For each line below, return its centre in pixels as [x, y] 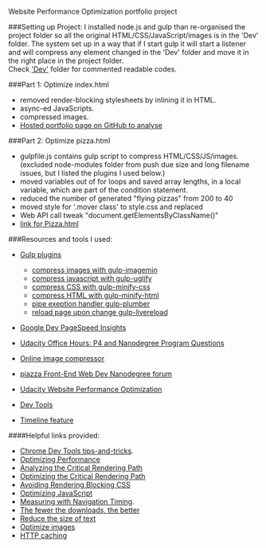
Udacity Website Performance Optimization [91, 389]
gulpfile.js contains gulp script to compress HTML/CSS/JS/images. [129, 156]
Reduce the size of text [58, 519]
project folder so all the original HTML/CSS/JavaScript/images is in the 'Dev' [133, 35]
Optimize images [47, 527]
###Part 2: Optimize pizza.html [59, 141]
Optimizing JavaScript [56, 493]
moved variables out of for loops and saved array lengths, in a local [130, 181]
